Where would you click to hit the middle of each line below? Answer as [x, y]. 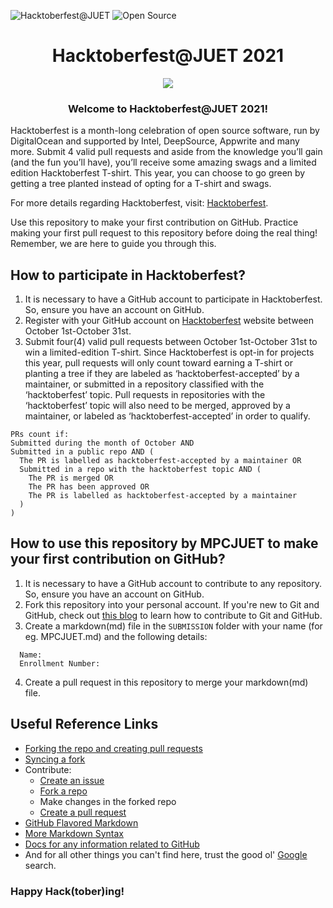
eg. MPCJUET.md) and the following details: [116, 636]
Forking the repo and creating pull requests [113, 748]
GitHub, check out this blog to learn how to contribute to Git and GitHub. [173, 615]
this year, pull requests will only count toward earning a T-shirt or [158, 363]
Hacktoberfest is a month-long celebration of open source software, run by [165, 131]
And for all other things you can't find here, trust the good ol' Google [166, 854]
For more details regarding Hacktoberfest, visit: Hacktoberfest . [139, 203]
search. [40, 865]
